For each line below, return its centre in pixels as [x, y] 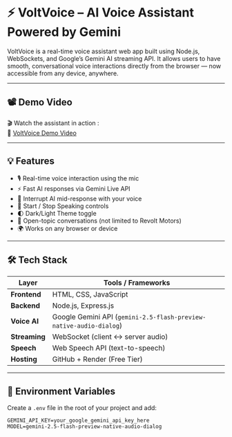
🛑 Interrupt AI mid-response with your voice [79, 198]
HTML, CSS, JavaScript [90, 295]
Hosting [24, 360]
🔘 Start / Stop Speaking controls [63, 206]
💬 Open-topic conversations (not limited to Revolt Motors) [99, 221]
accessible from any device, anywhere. [63, 73]
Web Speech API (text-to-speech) [109, 348]
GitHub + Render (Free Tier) [97, 360]
